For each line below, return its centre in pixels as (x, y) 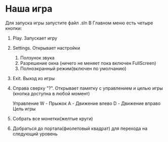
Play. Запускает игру (35, 38)
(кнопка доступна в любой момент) (51, 93)
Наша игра (29, 9)
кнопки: (14, 28)
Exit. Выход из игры (34, 78)
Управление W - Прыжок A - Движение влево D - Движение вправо (87, 103)
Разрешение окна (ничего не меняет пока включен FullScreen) (88, 63)
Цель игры (24, 109)
